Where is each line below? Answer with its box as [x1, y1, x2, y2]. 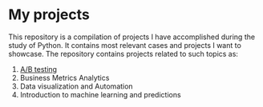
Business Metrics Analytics [19, 73, 110, 82]
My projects [8, 6, 90, 24]
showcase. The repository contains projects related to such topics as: [8, 49, 239, 58]
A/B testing [19, 64, 58, 73]
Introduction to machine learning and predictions [19, 89, 182, 99]
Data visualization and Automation [19, 81, 134, 91]
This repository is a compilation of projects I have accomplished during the [8, 32, 255, 42]
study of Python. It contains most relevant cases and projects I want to [8, 40, 242, 50]
